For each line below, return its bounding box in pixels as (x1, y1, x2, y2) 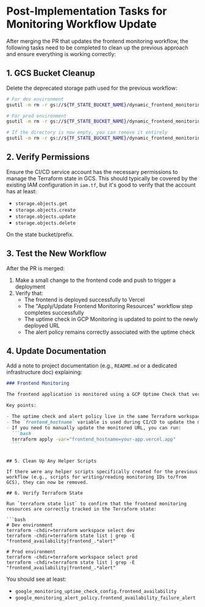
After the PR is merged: (6, 264, 65, 272)
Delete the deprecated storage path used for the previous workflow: (6, 84, 178, 92)
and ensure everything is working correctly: (6, 50, 116, 57)
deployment (15, 282, 46, 290)
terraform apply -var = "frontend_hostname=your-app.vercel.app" (12, 436, 176, 442)
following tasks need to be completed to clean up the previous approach (6, 44, 189, 51)
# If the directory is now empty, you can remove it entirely (6, 129, 168, 135)
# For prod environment (6, 113, 67, 119)
